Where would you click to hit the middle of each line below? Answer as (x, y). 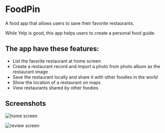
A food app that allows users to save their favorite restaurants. (70, 23)
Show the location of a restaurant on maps (57, 82)
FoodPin (23, 9)
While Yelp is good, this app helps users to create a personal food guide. (80, 33)
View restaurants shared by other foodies (55, 88)
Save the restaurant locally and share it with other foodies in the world (85, 77)
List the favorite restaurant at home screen (57, 61)
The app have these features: (52, 49)
